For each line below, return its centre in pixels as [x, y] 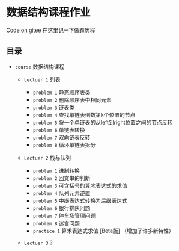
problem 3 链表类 [54, 107]
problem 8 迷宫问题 [56, 223]
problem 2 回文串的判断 [62, 178]
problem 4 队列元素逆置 [62, 193]
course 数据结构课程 [40, 66]
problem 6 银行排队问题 [62, 208]
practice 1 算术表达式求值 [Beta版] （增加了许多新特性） [103, 231]
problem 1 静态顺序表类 [62, 92]
